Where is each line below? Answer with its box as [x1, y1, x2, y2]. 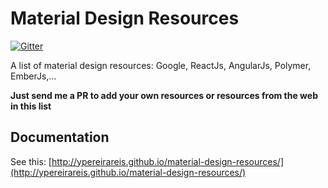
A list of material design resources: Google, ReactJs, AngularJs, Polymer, [10, 59, 312, 71]
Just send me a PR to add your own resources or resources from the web [10, 89, 318, 101]
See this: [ [10, 155, 52, 167]
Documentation [10, 129, 110, 146]
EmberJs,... [10, 70, 57, 82]
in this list [10, 100, 52, 112]
